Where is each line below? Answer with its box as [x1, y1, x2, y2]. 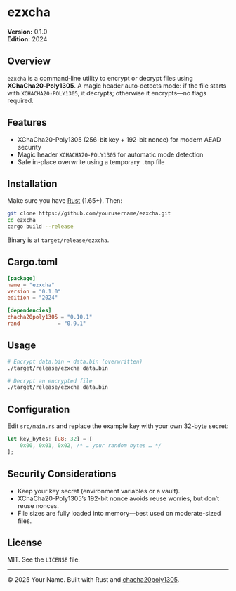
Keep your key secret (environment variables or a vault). [17, 486, 181, 495]
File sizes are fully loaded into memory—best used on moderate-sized [17, 509, 221, 517]
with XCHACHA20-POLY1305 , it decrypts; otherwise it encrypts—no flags [7, 88, 207, 97]
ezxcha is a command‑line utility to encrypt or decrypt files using [7, 74, 193, 82]
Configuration [7, 403, 70, 415]
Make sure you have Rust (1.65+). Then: [7, 197, 123, 205]
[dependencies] [7, 307, 52, 314]
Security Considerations [7, 468, 117, 480]
